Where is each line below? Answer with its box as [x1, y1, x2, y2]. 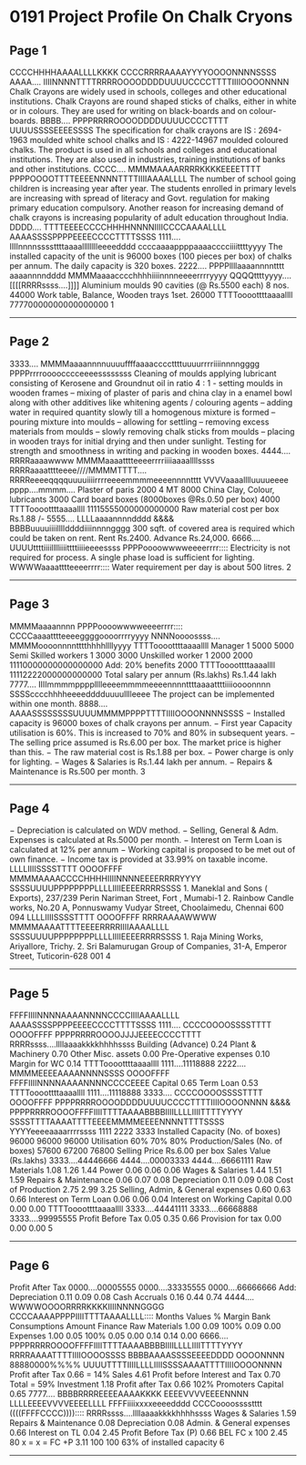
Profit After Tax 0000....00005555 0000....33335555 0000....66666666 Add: [9, 1282, 297, 1293]
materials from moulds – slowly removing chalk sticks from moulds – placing [9, 425, 295, 436]
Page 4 [9, 801, 50, 816]
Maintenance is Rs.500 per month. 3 [9, 765, 146, 776]
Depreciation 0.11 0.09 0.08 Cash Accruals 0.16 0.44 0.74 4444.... [9, 1292, 255, 1303]
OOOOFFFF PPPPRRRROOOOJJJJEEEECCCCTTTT [9, 1030, 202, 1040]
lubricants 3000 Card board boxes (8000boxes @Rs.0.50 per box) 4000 [9, 494, 280, 505]
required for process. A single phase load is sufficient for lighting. [9, 551, 255, 562]
